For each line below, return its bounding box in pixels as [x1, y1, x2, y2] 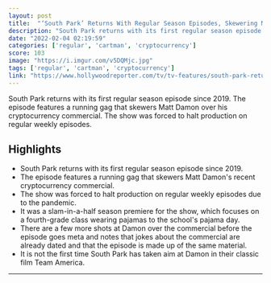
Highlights [8, 142, 62, 157]
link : [8, 72, 27, 80]
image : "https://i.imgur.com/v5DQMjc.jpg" [8, 57, 153, 65]
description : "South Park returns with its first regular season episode [8, 27, 262, 35]
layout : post [8, 11, 52, 20]
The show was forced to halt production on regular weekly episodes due [19, 190, 261, 199]
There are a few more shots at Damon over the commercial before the [19, 224, 252, 233]
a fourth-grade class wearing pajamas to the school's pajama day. [19, 215, 240, 225]
